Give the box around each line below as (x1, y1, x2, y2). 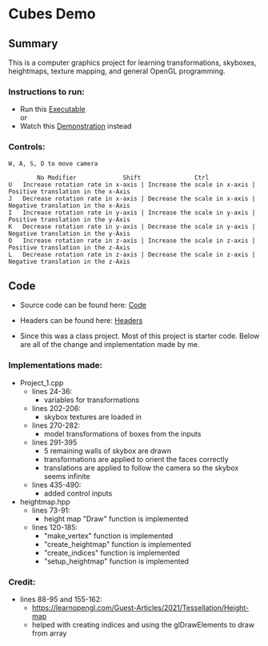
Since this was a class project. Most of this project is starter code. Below (19, 331, 260, 341)
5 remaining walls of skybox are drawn (43, 445, 172, 456)
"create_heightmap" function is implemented (43, 539, 192, 548)
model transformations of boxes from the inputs (43, 429, 202, 438)
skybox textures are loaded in (43, 412, 142, 421)
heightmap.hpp (19, 496, 70, 506)
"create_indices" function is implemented (43, 548, 180, 557)
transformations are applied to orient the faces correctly (43, 454, 230, 464)
